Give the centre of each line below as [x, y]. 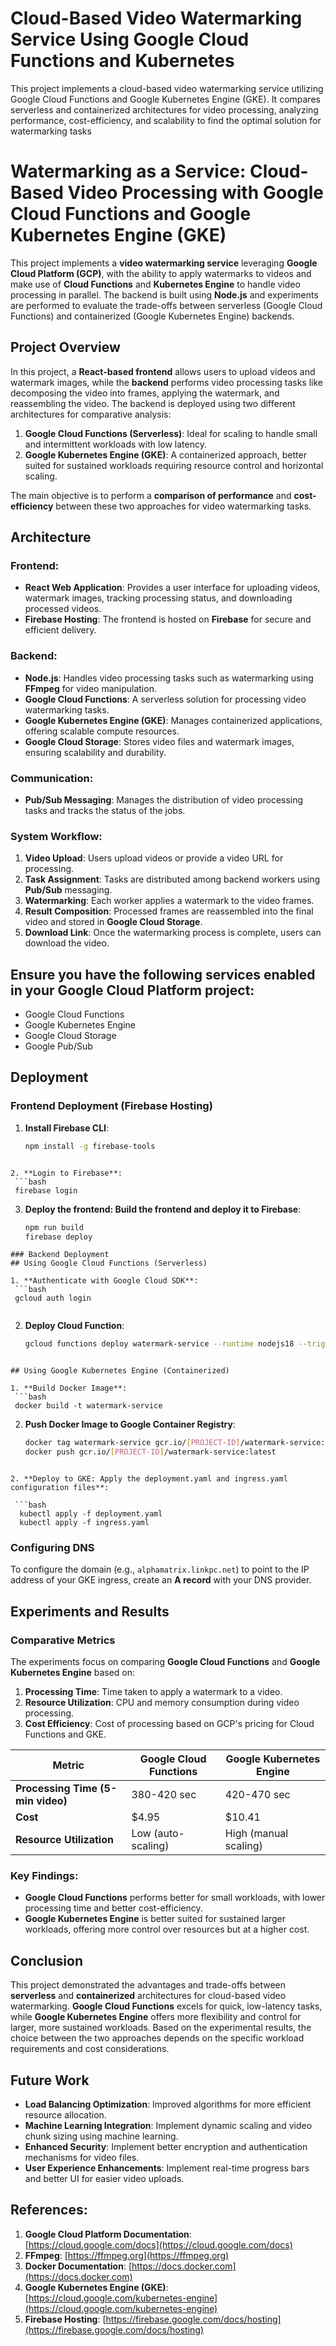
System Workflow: [56, 836]
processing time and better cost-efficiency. [113, 1908]
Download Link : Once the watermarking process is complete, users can [173, 933]
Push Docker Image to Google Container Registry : [130, 1424]
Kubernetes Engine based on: [73, 1672]
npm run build [54, 1227]
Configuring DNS [52, 1547]
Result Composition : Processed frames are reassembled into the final [169, 911]
